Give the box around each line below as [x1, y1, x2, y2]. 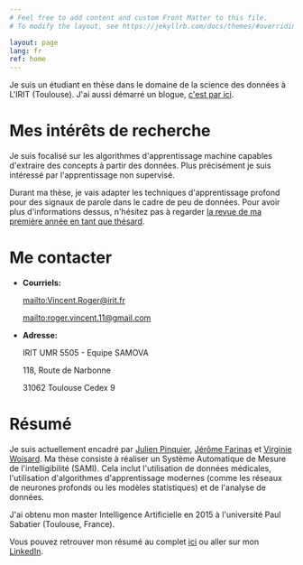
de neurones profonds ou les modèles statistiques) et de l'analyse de [9, 482, 266, 493]
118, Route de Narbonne [22, 365, 111, 375]
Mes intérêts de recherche [9, 121, 211, 141]
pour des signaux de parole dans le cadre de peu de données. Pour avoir [9, 197, 280, 208]
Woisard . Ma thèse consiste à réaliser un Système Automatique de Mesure [9, 453, 287, 464]
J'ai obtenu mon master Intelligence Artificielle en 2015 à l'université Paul [9, 509, 281, 520]
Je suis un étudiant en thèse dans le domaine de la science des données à [9, 79, 287, 90]
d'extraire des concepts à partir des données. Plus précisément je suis [9, 160, 271, 171]
